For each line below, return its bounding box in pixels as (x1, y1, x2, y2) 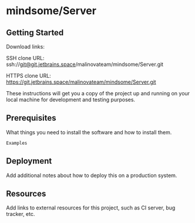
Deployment (6, 156, 52, 166)
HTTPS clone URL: (6, 72, 51, 79)
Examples (6, 140, 28, 146)
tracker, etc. (6, 211, 35, 218)
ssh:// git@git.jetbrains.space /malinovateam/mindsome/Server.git (6, 61, 163, 68)
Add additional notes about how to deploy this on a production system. (6, 172, 177, 179)
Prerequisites (6, 113, 56, 123)
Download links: (6, 43, 45, 50)
